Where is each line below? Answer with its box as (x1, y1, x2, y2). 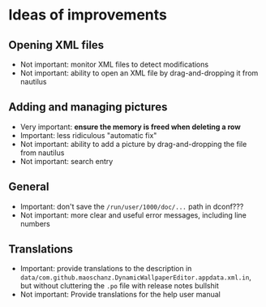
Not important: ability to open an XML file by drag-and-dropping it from (19, 68, 259, 78)
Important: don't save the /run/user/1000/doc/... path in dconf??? (19, 201, 244, 211)
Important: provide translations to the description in (19, 264, 192, 274)
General (8, 180, 50, 194)
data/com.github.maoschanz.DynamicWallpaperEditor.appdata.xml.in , (19, 272, 251, 282)
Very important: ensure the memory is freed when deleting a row (19, 122, 241, 132)
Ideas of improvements (8, 6, 168, 24)
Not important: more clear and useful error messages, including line (19, 210, 247, 220)
